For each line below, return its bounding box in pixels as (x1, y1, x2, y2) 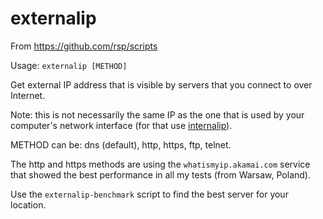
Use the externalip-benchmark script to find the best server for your (10, 188, 289, 200)
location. (10, 198, 47, 211)
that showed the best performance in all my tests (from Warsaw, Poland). (10, 168, 311, 181)
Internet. (10, 89, 46, 101)
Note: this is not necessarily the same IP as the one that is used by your (10, 108, 305, 121)
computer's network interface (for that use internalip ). (10, 119, 233, 131)
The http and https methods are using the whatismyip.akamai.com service (10, 158, 311, 170)
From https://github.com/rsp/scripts (10, 40, 158, 52)
